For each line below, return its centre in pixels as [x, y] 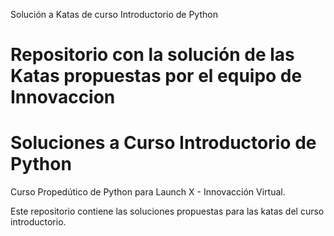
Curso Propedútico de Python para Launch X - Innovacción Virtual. [148, 192]
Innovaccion [63, 97]
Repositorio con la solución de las [152, 55]
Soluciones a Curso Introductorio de [163, 143]
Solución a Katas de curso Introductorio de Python [114, 14]
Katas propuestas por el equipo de [156, 76]
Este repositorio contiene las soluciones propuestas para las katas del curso [167, 211]
